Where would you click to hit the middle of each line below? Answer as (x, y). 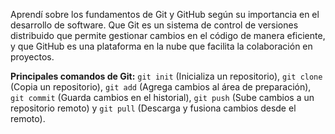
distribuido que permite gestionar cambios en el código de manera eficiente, (168, 35)
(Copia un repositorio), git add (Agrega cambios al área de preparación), (161, 87)
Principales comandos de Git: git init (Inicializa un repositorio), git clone (166, 76)
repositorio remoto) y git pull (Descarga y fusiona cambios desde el (153, 108)
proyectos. (32, 57)
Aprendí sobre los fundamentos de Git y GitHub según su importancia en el (165, 14)
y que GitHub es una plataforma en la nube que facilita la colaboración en (161, 46)
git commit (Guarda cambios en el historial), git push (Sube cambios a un (162, 97)
